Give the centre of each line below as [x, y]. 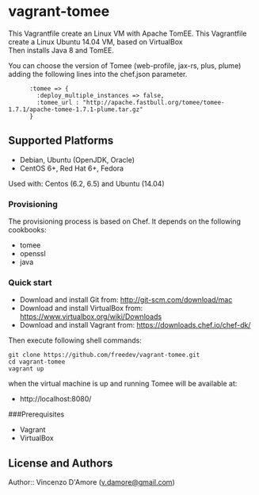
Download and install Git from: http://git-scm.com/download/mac [126, 300]
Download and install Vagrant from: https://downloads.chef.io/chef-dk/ [135, 325]
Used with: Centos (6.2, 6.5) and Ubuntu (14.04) [86, 183]
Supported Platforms [61, 141]
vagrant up [26, 369]
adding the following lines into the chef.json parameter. [98, 74]
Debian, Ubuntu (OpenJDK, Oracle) [77, 159]
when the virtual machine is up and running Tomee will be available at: [123, 384]
